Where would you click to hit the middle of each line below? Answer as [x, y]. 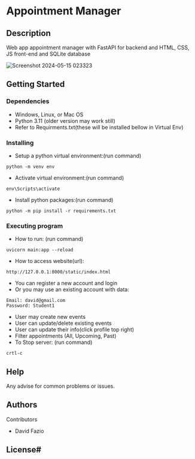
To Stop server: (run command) [54, 342]
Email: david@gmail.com [36, 301]
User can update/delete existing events [63, 323]
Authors [22, 405]
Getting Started [36, 84]
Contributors [22, 419]
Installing [20, 143]
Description [28, 33]
